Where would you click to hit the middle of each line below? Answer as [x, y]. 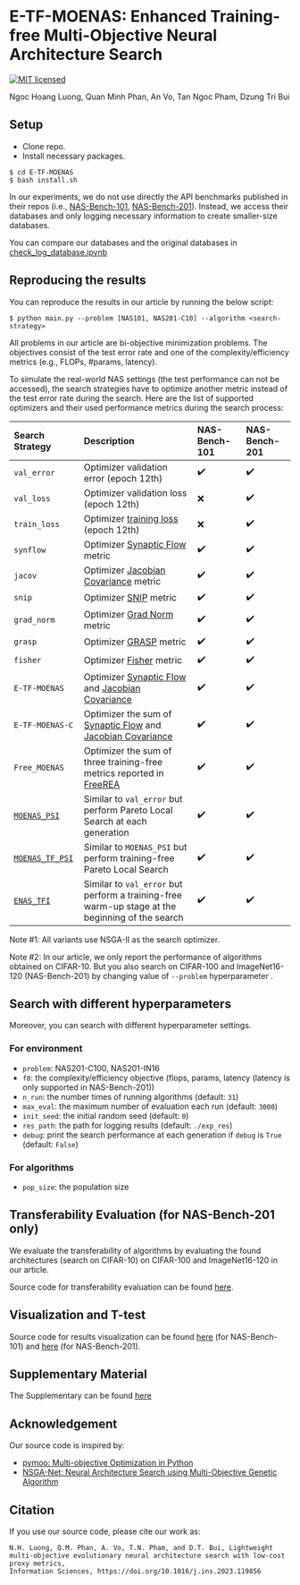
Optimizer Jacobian [125, 570]
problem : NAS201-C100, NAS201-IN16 [91, 1068]
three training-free [123, 762]
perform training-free [129, 858]
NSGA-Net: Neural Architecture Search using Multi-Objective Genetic [150, 1472]
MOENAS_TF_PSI [44, 858]
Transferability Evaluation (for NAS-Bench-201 [142, 1215]
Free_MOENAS [39, 767]
